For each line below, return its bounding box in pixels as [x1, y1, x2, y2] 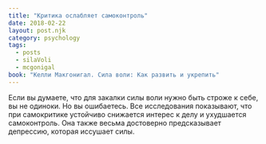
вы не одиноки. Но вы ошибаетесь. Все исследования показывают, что [8, 101, 252, 111]
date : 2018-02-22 [8, 19, 66, 27]
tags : [8, 41, 26, 49]
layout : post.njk [8, 26, 66, 34]
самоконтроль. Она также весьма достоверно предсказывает [8, 118, 222, 127]
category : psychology [8, 33, 81, 42]
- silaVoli [15, 56, 52, 64]
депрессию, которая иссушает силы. [8, 126, 135, 136]
